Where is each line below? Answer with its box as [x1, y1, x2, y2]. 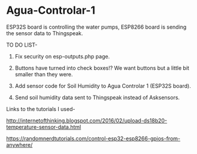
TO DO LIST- [6, 41, 38, 48]
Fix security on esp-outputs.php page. [14, 53, 110, 60]
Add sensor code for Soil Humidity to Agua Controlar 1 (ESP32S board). [14, 82, 192, 90]
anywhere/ [6, 141, 33, 148]
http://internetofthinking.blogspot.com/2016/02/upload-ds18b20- [6, 117, 168, 124]
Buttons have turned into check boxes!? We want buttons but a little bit [14, 64, 190, 72]
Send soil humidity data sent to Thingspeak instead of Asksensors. [14, 94, 180, 101]
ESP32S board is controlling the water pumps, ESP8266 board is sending [6, 23, 187, 30]
